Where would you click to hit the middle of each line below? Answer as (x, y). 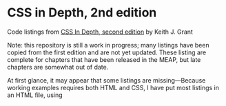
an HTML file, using (35, 95)
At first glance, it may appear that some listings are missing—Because (106, 80)
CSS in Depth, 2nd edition (82, 13)
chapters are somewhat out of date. (58, 67)
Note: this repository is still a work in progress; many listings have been (108, 45)
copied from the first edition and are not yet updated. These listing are (107, 52)
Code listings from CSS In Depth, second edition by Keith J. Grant (100, 32)
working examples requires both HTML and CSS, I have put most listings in (113, 87)
